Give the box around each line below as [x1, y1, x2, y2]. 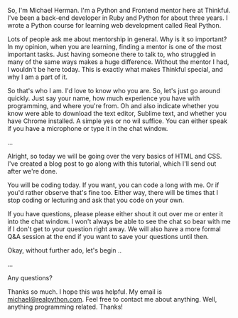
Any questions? [7, 274, 53, 282]
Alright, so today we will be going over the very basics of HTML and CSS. [7, 152, 222, 160]
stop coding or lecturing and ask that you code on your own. [7, 196, 185, 204]
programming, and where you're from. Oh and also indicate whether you [7, 102, 219, 110]
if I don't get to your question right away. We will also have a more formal [7, 225, 222, 233]
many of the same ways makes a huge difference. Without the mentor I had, [7, 58, 229, 66]
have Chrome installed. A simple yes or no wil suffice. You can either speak [7, 117, 227, 125]
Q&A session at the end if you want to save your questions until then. [7, 233, 210, 240]
